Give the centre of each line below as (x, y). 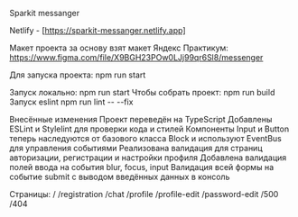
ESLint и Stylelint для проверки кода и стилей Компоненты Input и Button (149, 129)
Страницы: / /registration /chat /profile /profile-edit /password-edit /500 (144, 194)
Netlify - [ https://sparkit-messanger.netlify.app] (98, 30)
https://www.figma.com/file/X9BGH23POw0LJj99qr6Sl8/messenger (136, 57)
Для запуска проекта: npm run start (78, 75)
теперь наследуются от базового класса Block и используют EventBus (145, 138)
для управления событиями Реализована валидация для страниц (136, 148)
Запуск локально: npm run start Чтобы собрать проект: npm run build (142, 92)
